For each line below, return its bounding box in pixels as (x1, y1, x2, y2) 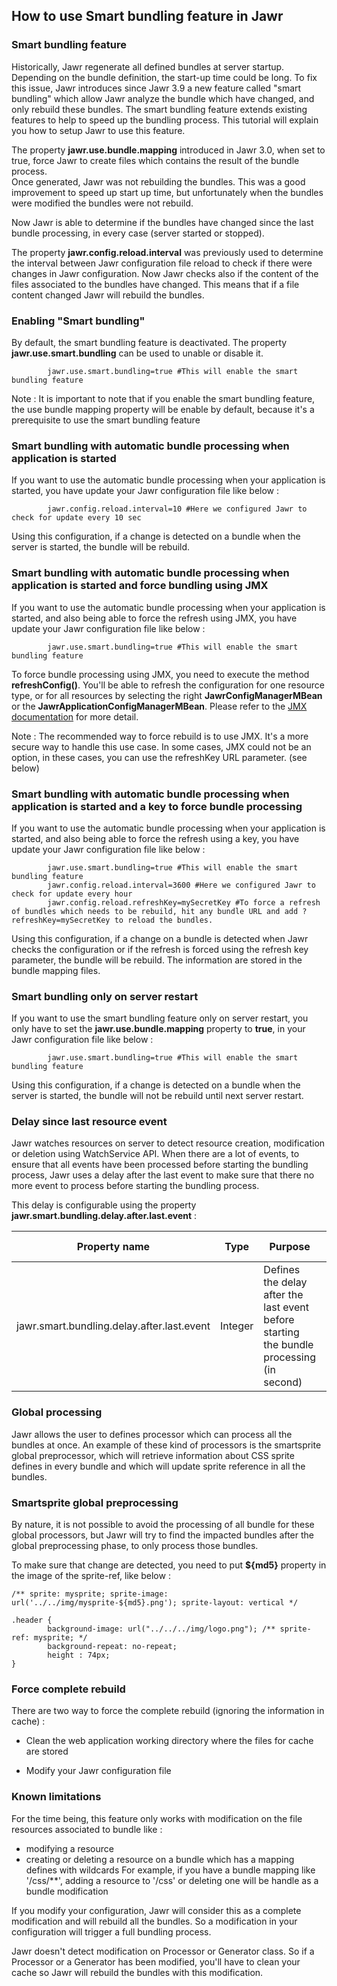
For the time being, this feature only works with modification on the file (11, 1812, 303, 1824)
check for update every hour (11, 889, 133, 899)
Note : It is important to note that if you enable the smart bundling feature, (11, 392, 316, 404)
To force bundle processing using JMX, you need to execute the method (11, 668, 310, 680)
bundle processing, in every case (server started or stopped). (11, 227, 265, 239)
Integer (220, 1319, 254, 1333)
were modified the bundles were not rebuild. (11, 197, 194, 209)
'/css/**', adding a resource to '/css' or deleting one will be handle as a (25, 1874, 319, 1886)
